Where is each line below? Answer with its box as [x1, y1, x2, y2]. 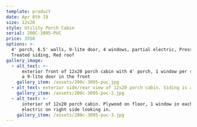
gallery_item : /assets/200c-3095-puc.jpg [16, 80, 119, 85]
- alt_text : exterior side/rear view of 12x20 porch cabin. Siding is [11, 85, 188, 91]
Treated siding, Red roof [11, 52, 75, 58]
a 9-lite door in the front [21, 74, 91, 80]
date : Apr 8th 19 [6, 14, 49, 20]
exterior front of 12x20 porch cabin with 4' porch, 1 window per [21, 68, 188, 74]
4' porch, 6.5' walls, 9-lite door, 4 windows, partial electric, [11, 47, 177, 53]
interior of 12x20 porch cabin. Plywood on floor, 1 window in [21, 101, 180, 107]
